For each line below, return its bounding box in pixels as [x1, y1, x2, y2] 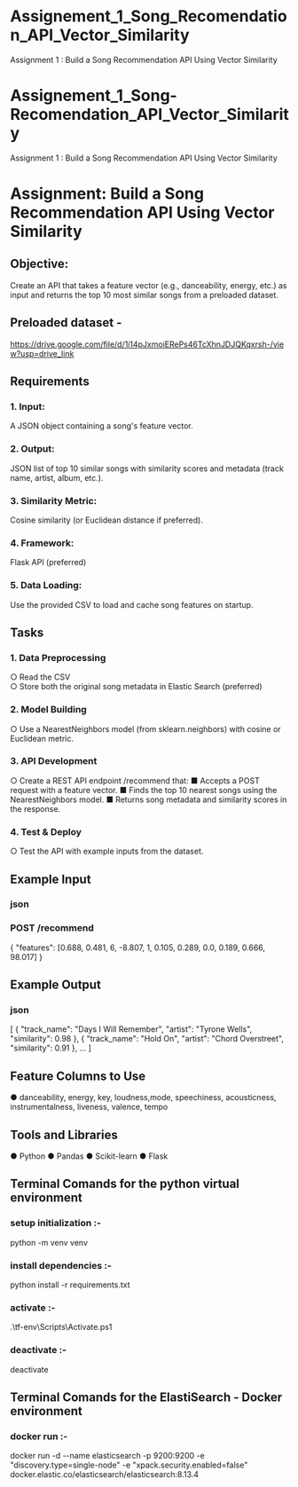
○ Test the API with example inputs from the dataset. [10, 846, 204, 857]
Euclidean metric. [10, 733, 74, 743]
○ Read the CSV [10, 672, 71, 682]
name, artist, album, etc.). [10, 472, 104, 483]
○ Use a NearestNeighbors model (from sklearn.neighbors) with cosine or [10, 723, 282, 734]
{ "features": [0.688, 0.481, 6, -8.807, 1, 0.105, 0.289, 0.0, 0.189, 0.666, [10, 942, 265, 953]
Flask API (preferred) [10, 557, 87, 568]
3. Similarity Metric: [10, 494, 97, 507]
